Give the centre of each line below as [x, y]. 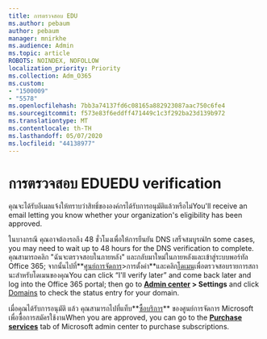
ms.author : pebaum [39, 23]
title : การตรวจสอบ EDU [43, 16]
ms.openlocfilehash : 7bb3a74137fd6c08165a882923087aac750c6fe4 [117, 106]
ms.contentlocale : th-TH [50, 128]
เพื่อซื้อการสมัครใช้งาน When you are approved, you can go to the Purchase [125, 318]
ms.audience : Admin [41, 46]
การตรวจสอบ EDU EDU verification [115, 183]
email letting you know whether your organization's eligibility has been [125, 216]
